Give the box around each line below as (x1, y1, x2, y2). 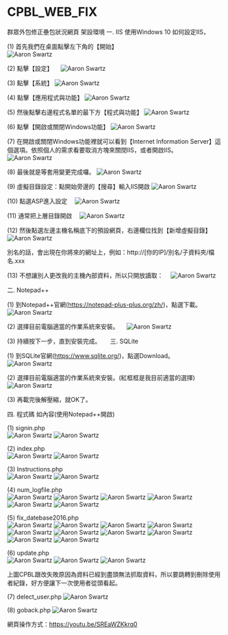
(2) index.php (7, 444, 45, 452)
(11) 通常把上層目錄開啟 (7, 211, 73, 220)
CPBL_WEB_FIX (7, 4, 98, 20)
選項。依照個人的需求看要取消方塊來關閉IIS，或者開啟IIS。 (12, 146, 178, 154)
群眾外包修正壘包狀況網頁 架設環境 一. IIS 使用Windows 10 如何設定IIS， (7, 27, 210, 36)
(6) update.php (7, 548, 50, 557)
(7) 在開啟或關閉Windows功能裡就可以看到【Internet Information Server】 (7, 137, 216, 145)
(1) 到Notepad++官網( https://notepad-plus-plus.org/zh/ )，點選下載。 (7, 300, 202, 309)
